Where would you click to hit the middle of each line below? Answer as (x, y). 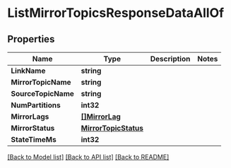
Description (170, 59)
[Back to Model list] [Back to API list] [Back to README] (88, 157)
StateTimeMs (34, 139)
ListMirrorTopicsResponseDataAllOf (116, 13)
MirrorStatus (33, 128)
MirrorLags (30, 116)
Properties (31, 39)
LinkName (28, 71)
